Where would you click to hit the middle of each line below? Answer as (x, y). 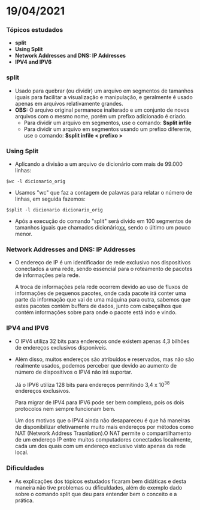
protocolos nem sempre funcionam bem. (65, 409)
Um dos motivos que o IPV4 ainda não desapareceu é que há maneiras (102, 420)
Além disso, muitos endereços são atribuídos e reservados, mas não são (104, 359)
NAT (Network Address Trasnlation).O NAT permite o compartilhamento (103, 433)
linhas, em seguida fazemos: (50, 199)
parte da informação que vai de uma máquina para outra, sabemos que (102, 300)
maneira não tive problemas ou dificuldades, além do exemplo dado (99, 487)
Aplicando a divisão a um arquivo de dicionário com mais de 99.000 (99, 164)
